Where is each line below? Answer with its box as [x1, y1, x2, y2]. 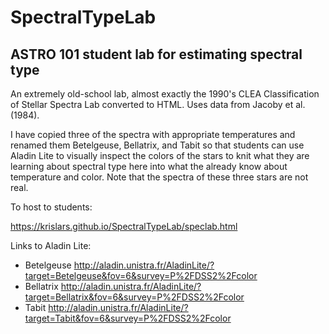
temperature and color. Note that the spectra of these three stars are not [10, 171, 309, 183]
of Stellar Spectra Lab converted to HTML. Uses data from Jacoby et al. [10, 99, 306, 110]
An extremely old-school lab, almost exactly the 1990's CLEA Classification [10, 88, 320, 100]
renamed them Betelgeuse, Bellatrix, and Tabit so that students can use [10, 139, 305, 151]
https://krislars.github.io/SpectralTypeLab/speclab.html [10, 221, 238, 232]
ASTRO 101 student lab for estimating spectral [10, 46, 303, 63]
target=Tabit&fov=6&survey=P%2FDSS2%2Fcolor [24, 312, 232, 324]
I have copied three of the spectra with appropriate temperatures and [10, 129, 296, 140]
